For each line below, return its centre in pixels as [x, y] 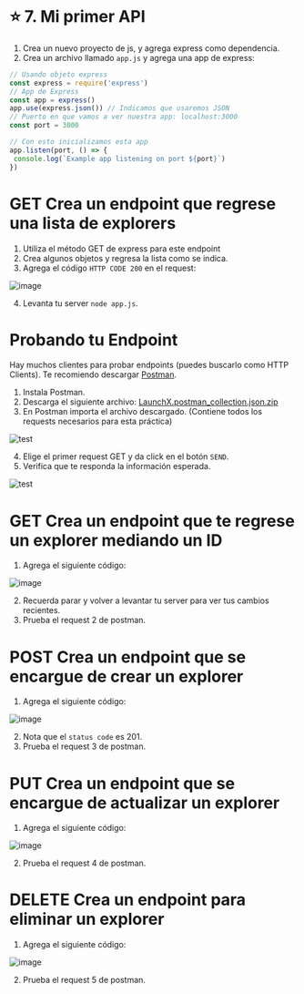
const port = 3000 [44, 126]
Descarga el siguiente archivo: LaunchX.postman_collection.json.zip [150, 402]
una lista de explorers [93, 223]
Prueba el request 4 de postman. [84, 863]
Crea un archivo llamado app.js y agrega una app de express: [138, 57]
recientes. [41, 610]
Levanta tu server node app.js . [80, 303]
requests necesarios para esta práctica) [97, 421]
